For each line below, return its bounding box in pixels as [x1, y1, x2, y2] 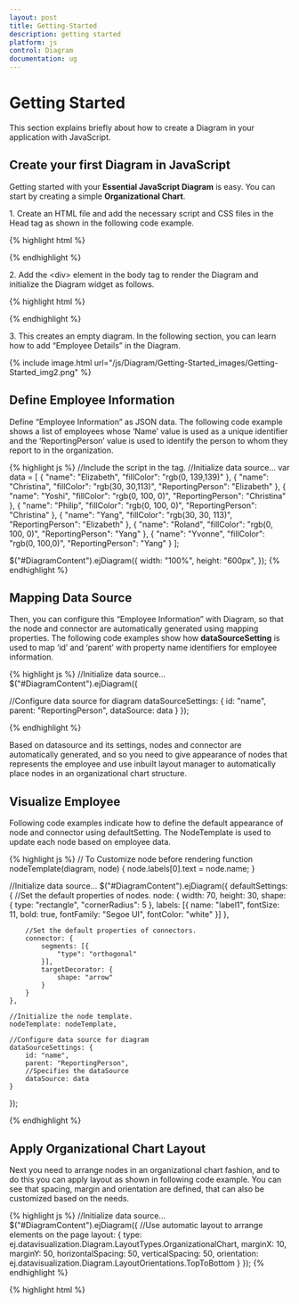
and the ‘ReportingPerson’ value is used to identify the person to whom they [9, 435, 288, 446]
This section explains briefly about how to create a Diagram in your [9, 122, 255, 133]
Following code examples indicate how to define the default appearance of [9, 817, 284, 829]
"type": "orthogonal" [56, 950, 138, 959]
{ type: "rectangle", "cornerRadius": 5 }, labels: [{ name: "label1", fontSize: [9, 899, 280, 910]
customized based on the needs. [9, 1193, 130, 1203]
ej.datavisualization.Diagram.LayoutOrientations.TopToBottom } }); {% [9, 1258, 265, 1268]
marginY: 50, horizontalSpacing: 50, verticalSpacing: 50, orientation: [9, 1249, 259, 1259]
